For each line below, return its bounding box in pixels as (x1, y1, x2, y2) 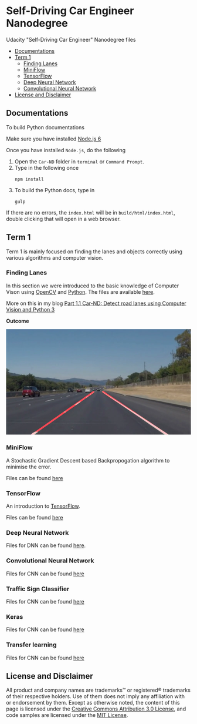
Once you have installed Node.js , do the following (6, 146, 126, 153)
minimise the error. (6, 463, 52, 470)
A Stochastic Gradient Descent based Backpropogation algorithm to (6, 457, 170, 464)
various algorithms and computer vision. (6, 254, 104, 261)
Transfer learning (6, 641, 57, 649)
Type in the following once (14, 164, 79, 171)
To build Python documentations (6, 123, 85, 130)
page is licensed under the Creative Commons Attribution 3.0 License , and (6, 705, 186, 712)
